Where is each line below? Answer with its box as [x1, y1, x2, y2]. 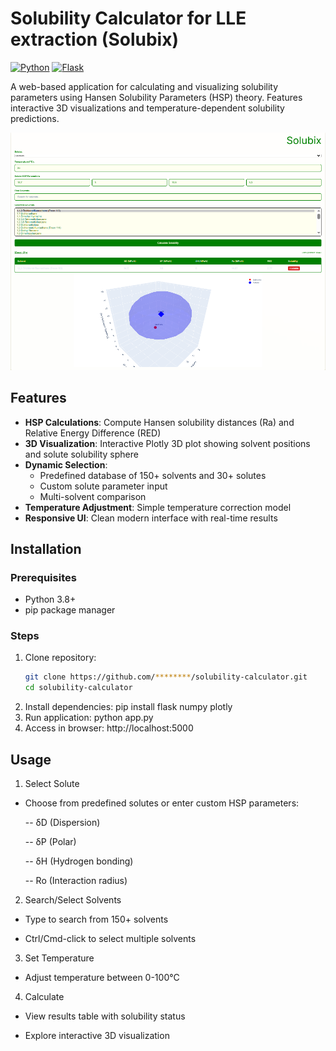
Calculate [24, 991, 65, 1003]
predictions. [10, 112, 60, 124]
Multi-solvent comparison [39, 490, 147, 502]
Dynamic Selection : [24, 458, 108, 471]
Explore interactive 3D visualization [24, 1030, 170, 1042]
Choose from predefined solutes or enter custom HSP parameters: [24, 797, 300, 809]
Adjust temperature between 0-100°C [24, 972, 180, 984]
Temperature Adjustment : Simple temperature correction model [24, 501, 292, 513]
